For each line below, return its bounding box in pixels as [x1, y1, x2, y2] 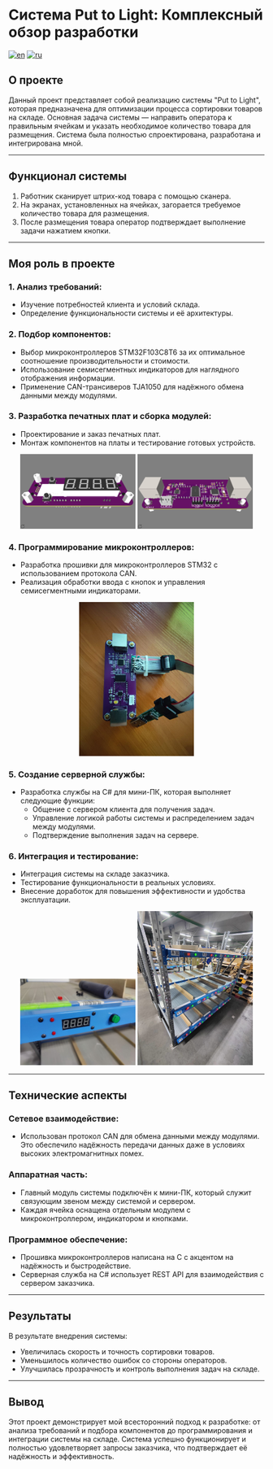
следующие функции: [19, 796, 96, 806]
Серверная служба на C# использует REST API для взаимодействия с [19, 1270, 264, 1279]
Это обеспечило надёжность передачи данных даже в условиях [19, 1140, 245, 1150]
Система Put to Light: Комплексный [8, 6, 263, 24]
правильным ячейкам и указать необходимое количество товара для [8, 120, 251, 131]
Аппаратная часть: [8, 1169, 88, 1180]
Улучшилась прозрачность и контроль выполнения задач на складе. [19, 1364, 260, 1374]
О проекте [8, 73, 63, 87]
